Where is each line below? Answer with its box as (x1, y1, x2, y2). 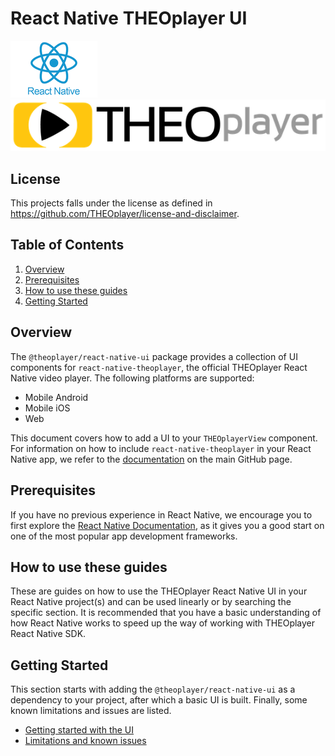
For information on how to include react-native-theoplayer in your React (10, 442, 312, 454)
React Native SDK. (10, 628, 87, 640)
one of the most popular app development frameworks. (10, 530, 238, 542)
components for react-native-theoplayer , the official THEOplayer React (10, 361, 308, 373)
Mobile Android (24, 391, 89, 403)
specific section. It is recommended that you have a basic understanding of (10, 607, 322, 619)
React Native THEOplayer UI (10, 7, 248, 30)
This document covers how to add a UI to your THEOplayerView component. (10, 432, 318, 444)
